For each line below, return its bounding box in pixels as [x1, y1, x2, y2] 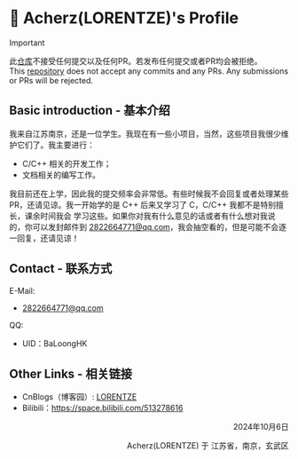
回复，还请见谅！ [16, 233, 80, 243]
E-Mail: [9, 285, 35, 296]
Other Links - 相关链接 [9, 366, 133, 381]
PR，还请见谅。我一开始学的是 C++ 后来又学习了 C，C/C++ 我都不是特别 [9, 199, 277, 210]
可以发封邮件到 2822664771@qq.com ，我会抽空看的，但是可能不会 [32, 221, 279, 232]
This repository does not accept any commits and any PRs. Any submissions [9, 66, 289, 76]
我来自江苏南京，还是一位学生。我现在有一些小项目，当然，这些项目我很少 [9, 128, 281, 138]
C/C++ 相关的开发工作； [21, 158, 112, 169]
